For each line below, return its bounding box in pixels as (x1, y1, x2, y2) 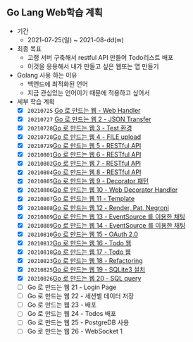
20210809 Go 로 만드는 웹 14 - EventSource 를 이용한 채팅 (27, 221, 186, 229)
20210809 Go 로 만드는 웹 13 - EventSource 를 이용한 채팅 (27, 212, 186, 221)
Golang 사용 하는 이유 (16, 71, 77, 79)
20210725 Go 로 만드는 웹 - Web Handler (27, 106, 141, 114)
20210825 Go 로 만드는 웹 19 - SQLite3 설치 (27, 265, 146, 274)
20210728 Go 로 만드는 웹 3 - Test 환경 (27, 123, 132, 132)
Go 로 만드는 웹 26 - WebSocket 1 (27, 327, 123, 336)
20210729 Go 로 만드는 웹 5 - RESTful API (27, 142, 142, 150)
